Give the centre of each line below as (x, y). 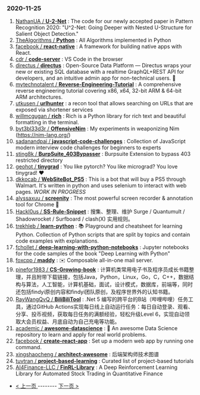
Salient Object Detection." (47, 34)
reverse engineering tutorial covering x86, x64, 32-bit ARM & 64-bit (99, 91)
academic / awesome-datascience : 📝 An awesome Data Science (96, 328)
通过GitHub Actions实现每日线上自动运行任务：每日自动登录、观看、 (110, 307)
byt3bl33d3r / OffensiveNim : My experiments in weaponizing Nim (97, 128)
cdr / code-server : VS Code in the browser (69, 59)
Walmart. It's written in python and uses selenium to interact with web (101, 186)
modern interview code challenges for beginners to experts (88, 148)
